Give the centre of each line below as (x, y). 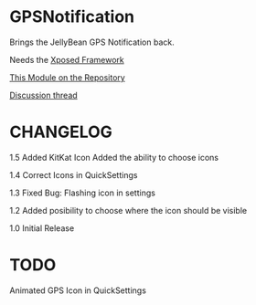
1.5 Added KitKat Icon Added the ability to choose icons (114, 157)
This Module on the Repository (67, 77)
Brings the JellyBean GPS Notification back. (92, 42)
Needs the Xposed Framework (67, 59)
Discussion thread (43, 95)
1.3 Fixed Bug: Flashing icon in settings (82, 193)
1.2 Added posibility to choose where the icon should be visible (128, 210)
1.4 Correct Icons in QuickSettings (74, 174)
